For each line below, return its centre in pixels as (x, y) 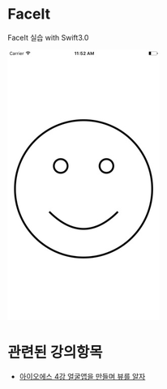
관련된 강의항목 (55, 353)
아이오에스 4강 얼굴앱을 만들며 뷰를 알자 (82, 376)
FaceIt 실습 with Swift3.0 (48, 37)
